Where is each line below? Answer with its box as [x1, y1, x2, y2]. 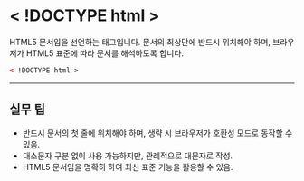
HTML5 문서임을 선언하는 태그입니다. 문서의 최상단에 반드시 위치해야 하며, [9, 36, 271, 47]
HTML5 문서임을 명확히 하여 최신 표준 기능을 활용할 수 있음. [22, 161, 233, 172]
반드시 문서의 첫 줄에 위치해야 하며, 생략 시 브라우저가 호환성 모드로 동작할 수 [22, 128, 293, 138]
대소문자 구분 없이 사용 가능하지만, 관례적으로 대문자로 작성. [22, 150, 233, 161]
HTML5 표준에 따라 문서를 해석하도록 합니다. [25, 47, 184, 59]
